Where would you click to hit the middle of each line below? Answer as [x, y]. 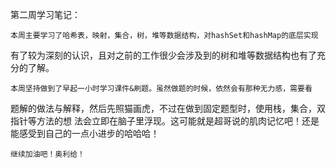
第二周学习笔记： [45, 14]
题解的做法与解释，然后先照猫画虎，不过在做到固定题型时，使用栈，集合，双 [168, 108]
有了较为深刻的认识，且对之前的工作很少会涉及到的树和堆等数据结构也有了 [163, 55]
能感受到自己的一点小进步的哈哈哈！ [85, 133]
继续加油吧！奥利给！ [47, 154]
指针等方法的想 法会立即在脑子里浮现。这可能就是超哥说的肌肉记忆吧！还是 [165, 121]
